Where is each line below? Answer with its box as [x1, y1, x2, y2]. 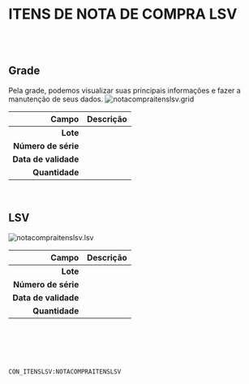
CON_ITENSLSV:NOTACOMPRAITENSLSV [8, 367, 122, 376]
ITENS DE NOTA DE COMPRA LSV [8, 5, 238, 24]
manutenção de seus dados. [8, 94, 104, 104]
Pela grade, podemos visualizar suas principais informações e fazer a [8, 85, 241, 95]
